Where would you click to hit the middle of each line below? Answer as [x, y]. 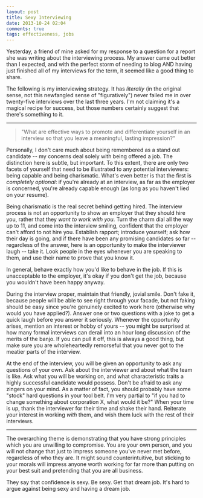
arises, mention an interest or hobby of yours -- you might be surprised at [98, 326]
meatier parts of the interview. [44, 352]
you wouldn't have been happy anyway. [56, 283]
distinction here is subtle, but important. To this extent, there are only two [98, 163]
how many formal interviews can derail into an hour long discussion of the [98, 333]
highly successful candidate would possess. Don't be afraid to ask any [94, 383]
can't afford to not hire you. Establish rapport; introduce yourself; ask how [98, 232]
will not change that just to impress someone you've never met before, [94, 452]
